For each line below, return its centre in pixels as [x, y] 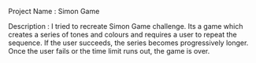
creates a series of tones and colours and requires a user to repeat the [123, 35]
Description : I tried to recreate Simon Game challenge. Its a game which [126, 26]
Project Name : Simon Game [54, 11]
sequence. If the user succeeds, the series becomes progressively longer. [128, 43]
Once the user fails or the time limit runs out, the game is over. [109, 51]
